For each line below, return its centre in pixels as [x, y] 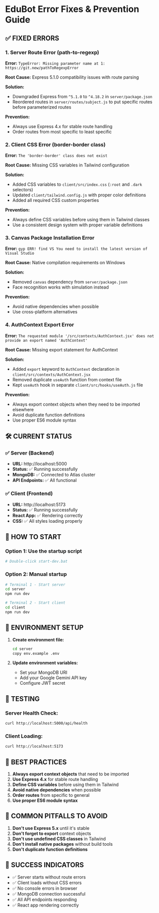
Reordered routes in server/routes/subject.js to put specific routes [82, 102]
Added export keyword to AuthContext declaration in [66, 369]
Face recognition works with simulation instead [61, 287]
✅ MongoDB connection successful [49, 894]
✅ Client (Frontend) [29, 493]
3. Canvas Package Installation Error [50, 238]
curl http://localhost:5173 [34, 747]
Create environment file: [38, 639]
